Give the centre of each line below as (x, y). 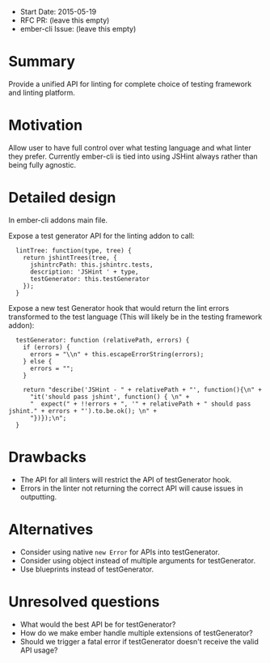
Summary (42, 62)
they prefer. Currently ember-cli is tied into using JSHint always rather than (133, 156)
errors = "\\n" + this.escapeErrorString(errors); (117, 354)
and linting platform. (42, 92)
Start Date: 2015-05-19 (58, 12)
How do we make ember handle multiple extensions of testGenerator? (136, 633)
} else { (38, 361)
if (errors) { (46, 347)
